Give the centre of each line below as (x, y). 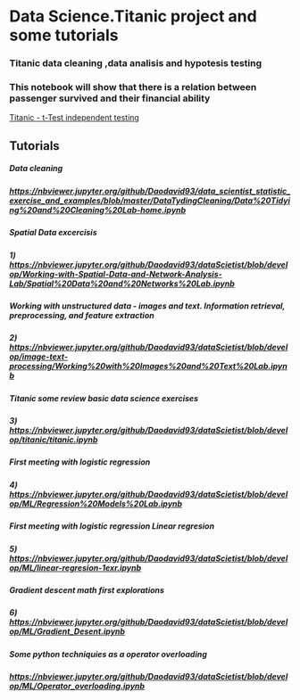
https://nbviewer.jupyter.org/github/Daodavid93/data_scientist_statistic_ (150, 191)
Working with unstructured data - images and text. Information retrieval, (147, 306)
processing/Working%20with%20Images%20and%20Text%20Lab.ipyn (148, 366)
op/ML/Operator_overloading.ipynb (77, 686)
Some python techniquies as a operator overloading (108, 654)
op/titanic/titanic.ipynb (54, 440)
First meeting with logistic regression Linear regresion (112, 526)
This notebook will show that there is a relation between (133, 87)
